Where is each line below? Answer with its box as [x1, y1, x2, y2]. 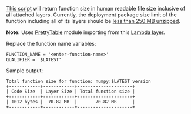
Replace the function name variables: [6, 41, 96, 47]
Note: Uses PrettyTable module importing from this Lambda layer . [6, 29, 165, 36]
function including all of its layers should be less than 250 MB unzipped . [6, 18, 181, 24]
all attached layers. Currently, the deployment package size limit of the [6, 11, 177, 18]
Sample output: [6, 67, 43, 74]
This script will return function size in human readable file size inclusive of [6, 5, 186, 12]
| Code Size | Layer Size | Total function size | [6, 89, 135, 95]
